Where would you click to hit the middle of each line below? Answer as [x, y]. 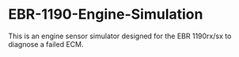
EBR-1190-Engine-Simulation [106, 14]
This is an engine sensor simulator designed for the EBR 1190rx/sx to [120, 36]
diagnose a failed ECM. [46, 44]
